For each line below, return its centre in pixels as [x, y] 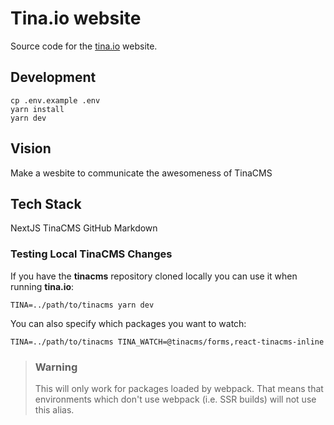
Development [53, 77]
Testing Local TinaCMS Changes [91, 254]
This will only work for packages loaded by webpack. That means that [179, 388]
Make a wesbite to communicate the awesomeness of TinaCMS [141, 173]
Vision [31, 148]
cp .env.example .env [55, 100]
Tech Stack [46, 203]
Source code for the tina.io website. [84, 46]
